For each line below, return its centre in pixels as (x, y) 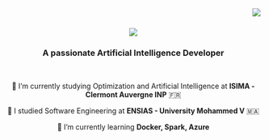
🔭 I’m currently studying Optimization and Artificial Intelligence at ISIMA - (133, 86)
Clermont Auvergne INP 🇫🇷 (133, 95)
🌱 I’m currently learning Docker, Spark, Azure (133, 127)
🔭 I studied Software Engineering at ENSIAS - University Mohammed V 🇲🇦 (133, 111)
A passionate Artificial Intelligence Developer (133, 53)
